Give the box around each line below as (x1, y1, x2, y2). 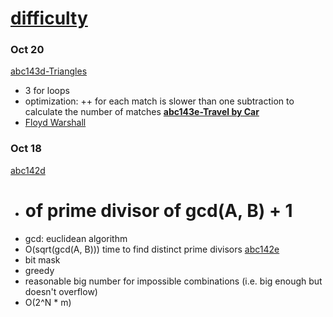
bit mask (24, 253, 61, 266)
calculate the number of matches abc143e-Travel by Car (24, 106, 260, 118)
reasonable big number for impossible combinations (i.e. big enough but (24, 275, 323, 287)
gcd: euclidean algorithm (24, 232, 128, 244)
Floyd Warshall (24, 117, 87, 129)
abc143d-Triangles (10, 65, 88, 77)
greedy (24, 264, 55, 276)
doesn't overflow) (24, 285, 98, 297)
